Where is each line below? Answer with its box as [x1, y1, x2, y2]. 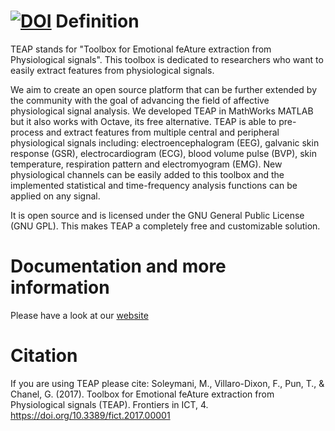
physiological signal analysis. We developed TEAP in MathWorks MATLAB [10, 105, 314, 117]
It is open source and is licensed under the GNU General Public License [10, 209, 305, 221]
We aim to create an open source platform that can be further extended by [10, 83, 318, 95]
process [10, 126, 44, 138]
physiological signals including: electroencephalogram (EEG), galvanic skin [10, 136, 320, 149]
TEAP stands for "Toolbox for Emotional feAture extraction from [10, 43, 272, 55]
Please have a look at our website [10, 309, 149, 321]
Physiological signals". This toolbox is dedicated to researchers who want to [10, 53, 324, 65]
